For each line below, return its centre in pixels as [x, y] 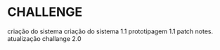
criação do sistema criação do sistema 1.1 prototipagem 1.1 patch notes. [110, 31]
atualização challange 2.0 [45, 38]
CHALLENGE [45, 12]
